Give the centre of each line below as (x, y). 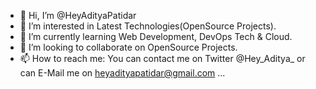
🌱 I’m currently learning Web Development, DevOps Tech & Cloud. (156, 36)
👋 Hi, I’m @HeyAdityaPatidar (78, 15)
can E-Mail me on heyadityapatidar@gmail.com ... (122, 73)
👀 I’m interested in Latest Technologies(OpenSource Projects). (148, 26)
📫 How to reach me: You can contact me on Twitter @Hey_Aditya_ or (162, 58)
